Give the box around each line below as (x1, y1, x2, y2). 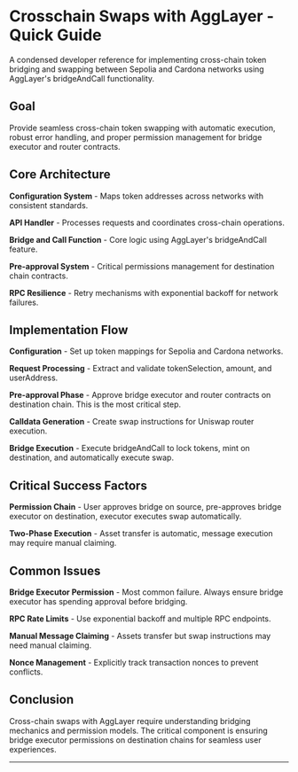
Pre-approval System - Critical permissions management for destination (9, 261, 275, 271)
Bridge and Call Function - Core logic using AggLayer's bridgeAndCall (9, 234, 268, 245)
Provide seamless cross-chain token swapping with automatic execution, (9, 122, 277, 133)
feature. (9, 244, 38, 254)
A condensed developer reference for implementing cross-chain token (9, 54, 267, 65)
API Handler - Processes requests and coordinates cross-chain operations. (9, 217, 286, 228)
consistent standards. (9, 199, 89, 210)
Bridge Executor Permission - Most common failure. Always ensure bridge (9, 587, 284, 597)
